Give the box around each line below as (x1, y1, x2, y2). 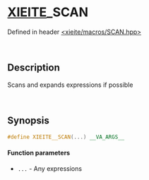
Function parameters (7, 149, 71, 157)
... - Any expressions (17, 164, 83, 173)
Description (7, 61, 60, 74)
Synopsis (7, 114, 49, 127)
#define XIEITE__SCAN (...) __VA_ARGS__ (7, 133, 125, 140)
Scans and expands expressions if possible (7, 80, 133, 89)
